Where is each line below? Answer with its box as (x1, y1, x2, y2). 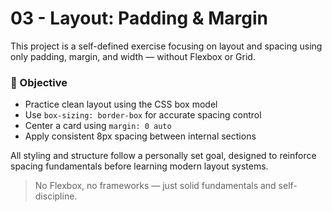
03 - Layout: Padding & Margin (10, 7, 269, 30)
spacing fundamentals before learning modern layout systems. (10, 160, 269, 172)
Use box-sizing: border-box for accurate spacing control (24, 109, 262, 121)
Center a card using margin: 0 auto (24, 120, 172, 132)
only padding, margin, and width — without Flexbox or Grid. (10, 50, 256, 62)
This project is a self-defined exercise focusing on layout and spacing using (10, 40, 323, 52)
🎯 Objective (10, 75, 68, 89)
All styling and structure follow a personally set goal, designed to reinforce (10, 150, 317, 162)
